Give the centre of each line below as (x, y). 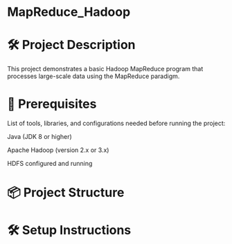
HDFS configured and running (50, 164)
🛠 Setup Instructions (69, 231)
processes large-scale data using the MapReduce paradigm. (93, 76)
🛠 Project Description (72, 45)
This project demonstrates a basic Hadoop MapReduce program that (105, 69)
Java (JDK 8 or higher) (40, 137)
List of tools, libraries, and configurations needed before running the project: (116, 123)
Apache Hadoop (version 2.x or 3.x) (58, 150)
